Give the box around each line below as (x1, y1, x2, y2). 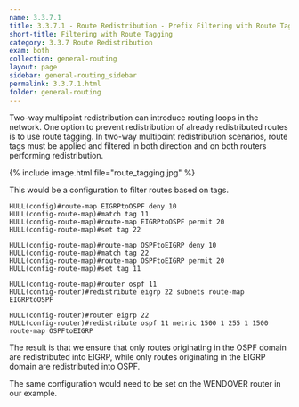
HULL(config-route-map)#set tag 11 (9, 264, 141, 273)
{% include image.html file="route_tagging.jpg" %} (9, 167, 196, 178)
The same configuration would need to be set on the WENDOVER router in (9, 378, 282, 388)
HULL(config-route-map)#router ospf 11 (9, 280, 158, 289)
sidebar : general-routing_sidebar (9, 71, 138, 80)
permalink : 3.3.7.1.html (9, 79, 101, 88)
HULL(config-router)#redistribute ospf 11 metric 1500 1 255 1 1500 (9, 318, 269, 328)
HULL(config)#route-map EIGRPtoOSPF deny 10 (9, 201, 177, 210)
